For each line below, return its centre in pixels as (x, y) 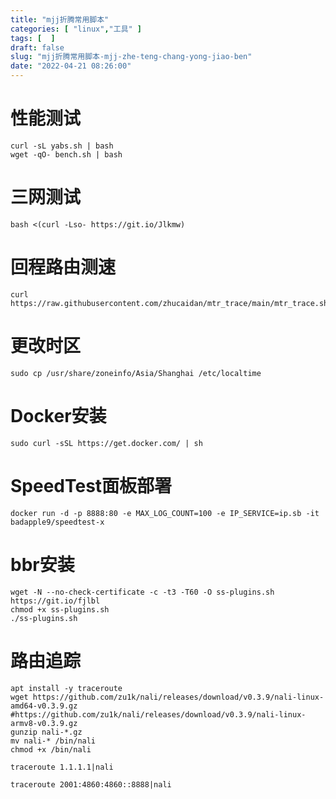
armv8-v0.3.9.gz (44, 723)
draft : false (37, 47)
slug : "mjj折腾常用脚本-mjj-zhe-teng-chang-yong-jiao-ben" (131, 57)
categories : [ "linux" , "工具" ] (76, 29)
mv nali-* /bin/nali (53, 741)
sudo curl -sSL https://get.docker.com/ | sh (106, 443)
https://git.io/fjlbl (55, 601)
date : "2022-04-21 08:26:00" (71, 66)
